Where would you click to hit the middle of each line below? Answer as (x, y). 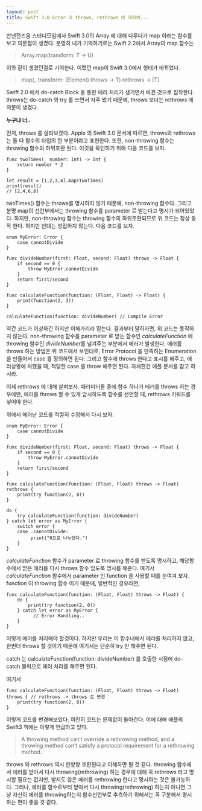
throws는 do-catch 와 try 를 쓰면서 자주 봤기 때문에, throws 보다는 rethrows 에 (100, 100)
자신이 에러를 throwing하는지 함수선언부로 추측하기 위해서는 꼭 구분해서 (96, 794)
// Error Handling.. (59, 616)
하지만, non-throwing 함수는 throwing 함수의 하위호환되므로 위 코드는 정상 (102, 218)
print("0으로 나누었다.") (59, 538)
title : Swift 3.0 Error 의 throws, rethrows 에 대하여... (77, 18)
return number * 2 (40, 165)
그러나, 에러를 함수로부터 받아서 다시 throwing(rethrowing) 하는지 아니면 (100, 787)
